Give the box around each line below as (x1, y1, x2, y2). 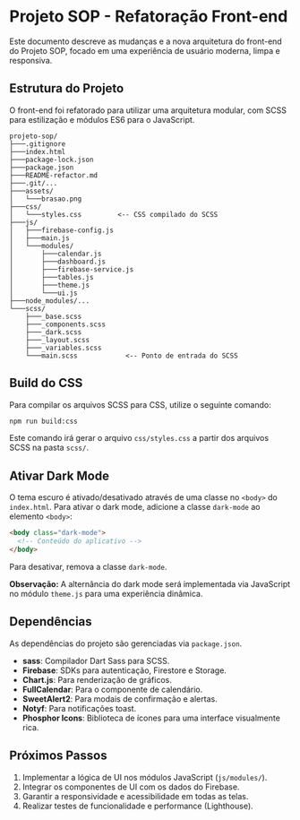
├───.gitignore (9, 139, 66, 149)
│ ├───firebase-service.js (9, 264, 134, 274)
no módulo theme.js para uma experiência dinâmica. (9, 588, 203, 599)
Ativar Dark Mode (9, 468, 110, 483)
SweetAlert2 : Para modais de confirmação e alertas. (21, 693, 218, 704)
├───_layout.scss (25, 335, 90, 344)
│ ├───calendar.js (9, 249, 102, 258)
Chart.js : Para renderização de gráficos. (21, 674, 172, 685)
